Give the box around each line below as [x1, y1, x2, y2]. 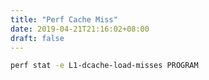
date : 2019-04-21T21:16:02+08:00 [10, 24, 150, 34]
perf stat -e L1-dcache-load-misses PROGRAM [10, 61, 199, 71]
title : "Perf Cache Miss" [10, 14, 118, 25]
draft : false [10, 33, 65, 43]
